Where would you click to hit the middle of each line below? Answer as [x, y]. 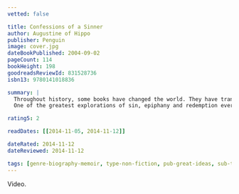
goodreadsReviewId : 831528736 [52, 73]
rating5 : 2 [23, 119]
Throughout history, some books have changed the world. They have [116, 99]
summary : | [23, 92]
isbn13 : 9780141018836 [41, 80]
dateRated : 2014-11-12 [41, 144]
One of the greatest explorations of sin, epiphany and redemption [116, 106]
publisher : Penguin [36, 40]
